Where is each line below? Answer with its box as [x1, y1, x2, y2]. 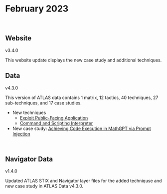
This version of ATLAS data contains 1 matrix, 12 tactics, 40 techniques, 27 [5, 94, 159, 100]
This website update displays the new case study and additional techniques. [5, 57, 162, 63]
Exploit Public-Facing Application [19, 114, 88, 120]
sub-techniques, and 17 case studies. [5, 99, 82, 105]
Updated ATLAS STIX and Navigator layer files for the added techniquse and [5, 178, 162, 184]
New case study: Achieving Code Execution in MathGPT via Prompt [12, 125, 151, 131]
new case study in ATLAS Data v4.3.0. [5, 183, 84, 189]
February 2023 [5, 3, 69, 14]
